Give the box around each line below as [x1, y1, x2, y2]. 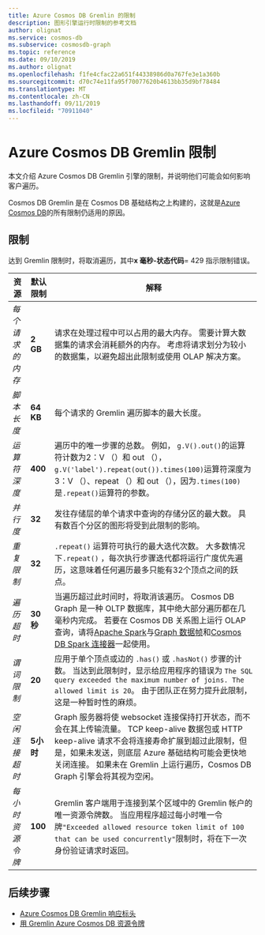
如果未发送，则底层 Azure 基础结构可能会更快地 [69, 747, 247, 758]
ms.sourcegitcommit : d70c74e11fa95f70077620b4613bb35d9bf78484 [8, 77, 221, 85]
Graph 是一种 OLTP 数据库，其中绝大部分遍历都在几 [54, 602, 246, 613]
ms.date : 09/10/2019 [8, 56, 77, 64]
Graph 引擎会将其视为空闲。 [54, 771, 159, 782]
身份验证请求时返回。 [54, 845, 134, 856]
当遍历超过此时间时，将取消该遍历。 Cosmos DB [54, 590, 235, 601]
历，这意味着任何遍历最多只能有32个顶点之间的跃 [54, 564, 239, 575]
